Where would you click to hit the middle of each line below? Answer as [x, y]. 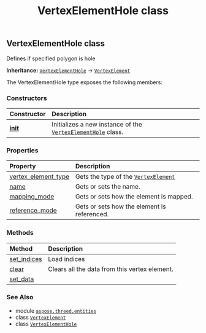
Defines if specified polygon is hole [51, 58]
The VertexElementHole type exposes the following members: [85, 82]
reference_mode [33, 211]
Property [23, 166]
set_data [22, 279]
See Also [20, 297]
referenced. [92, 214]
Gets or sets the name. [108, 187]
